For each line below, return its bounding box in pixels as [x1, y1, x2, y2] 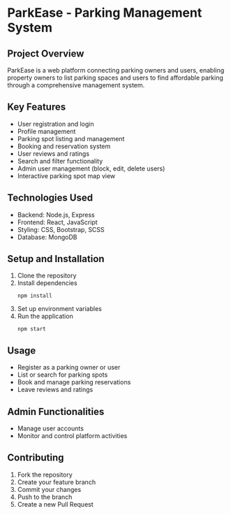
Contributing [7, 452, 64, 464]
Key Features [7, 101, 66, 113]
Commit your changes [17, 485, 82, 493]
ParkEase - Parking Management [7, 5, 202, 21]
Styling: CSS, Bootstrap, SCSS [17, 225, 105, 233]
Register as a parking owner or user [17, 363, 121, 372]
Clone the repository [17, 271, 77, 280]
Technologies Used [7, 192, 93, 204]
